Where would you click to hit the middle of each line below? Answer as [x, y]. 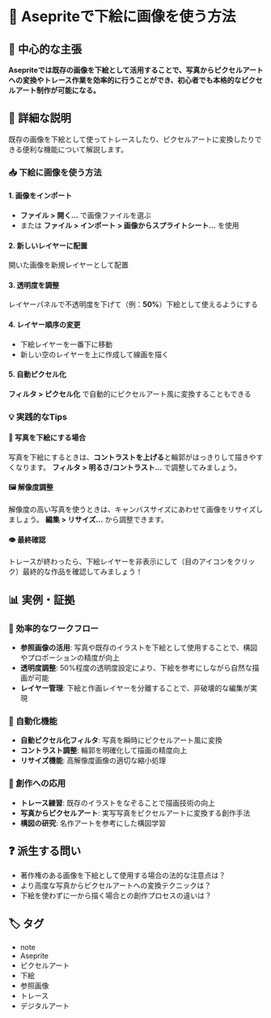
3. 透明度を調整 [34, 285]
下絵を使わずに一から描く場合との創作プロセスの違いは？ [116, 896]
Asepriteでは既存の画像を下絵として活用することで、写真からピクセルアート [136, 70]
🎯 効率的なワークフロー [54, 628]
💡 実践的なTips [38, 416]
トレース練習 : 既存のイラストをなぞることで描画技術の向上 [118, 803]
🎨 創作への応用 [37, 784]
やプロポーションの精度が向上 [70, 658]
